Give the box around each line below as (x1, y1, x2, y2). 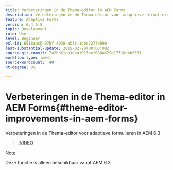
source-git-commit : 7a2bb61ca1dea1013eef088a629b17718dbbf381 (5, 50, 142, 55)
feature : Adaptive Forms (5, 17, 59, 22)
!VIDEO (18, 140, 33, 146)
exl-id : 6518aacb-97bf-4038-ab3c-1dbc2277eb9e (5, 41, 107, 46)
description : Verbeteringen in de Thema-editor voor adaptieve (5, 12, 144, 17)
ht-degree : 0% (5, 65, 36, 70)
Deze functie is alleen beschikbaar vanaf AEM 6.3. (5, 160, 112, 166)
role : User (5, 31, 29, 36)
